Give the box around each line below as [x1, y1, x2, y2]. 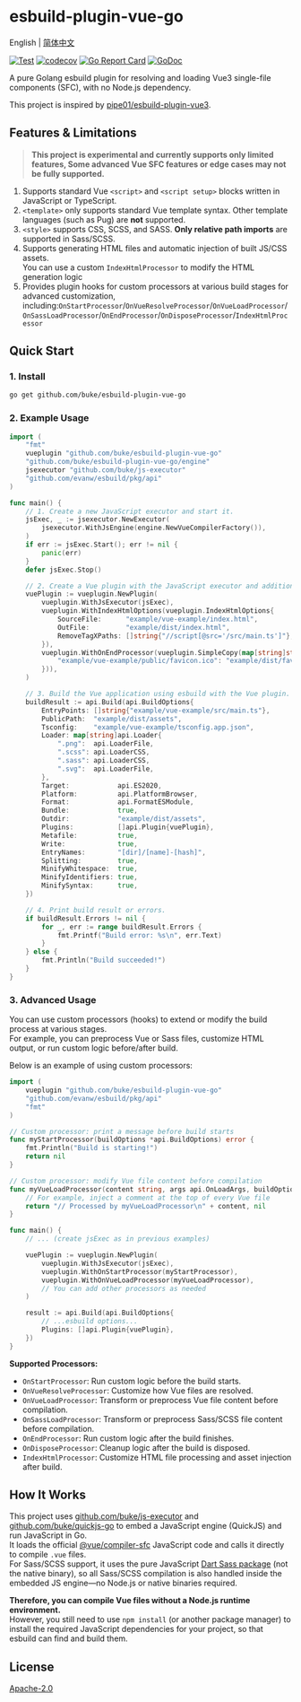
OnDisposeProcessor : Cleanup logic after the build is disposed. [21, 1442, 251, 1453]
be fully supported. [30, 168, 105, 179]
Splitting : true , [41, 856, 139, 865]
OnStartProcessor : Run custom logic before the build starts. [21, 1375, 242, 1386]
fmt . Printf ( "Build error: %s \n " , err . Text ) [56, 930, 222, 939]
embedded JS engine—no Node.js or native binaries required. [9, 1577, 237, 1589]
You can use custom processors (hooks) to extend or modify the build [9, 1014, 268, 1025]
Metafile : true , [41, 831, 139, 840]
